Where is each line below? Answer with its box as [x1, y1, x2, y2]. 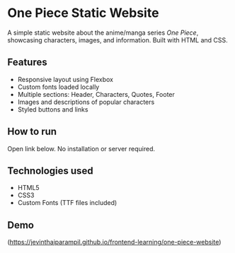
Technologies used [7, 165, 93, 177]
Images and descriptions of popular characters [17, 98, 155, 106]
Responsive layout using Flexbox [17, 75, 113, 83]
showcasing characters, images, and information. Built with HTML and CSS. [7, 35, 228, 44]
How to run [7, 126, 57, 138]
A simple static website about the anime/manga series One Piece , [7, 28, 199, 37]
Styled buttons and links [17, 105, 88, 114]
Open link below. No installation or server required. [7, 144, 156, 153]
